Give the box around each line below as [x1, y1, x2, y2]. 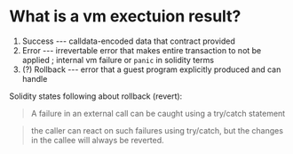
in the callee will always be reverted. [30, 134, 164, 145]
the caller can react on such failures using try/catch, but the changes [30, 125, 284, 135]
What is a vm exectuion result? [9, 6, 242, 27]
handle [21, 73, 48, 84]
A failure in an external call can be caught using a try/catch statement [30, 108, 286, 118]
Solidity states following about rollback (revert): [9, 91, 183, 101]
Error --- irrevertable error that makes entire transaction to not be [21, 45, 262, 55]
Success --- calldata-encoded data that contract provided [21, 36, 235, 46]
